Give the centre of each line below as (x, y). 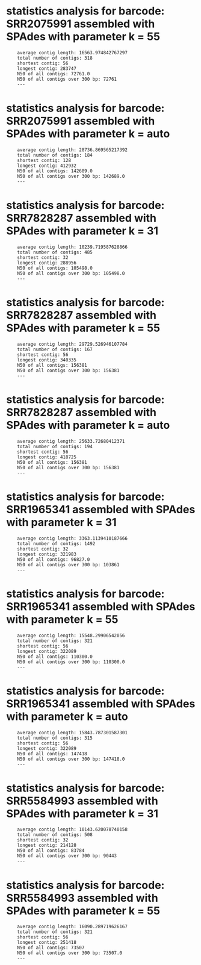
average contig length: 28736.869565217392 (73, 150)
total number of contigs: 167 (55, 349)
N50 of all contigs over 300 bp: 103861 (68, 564)
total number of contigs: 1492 (56, 543)
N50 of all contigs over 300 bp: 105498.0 (71, 273)
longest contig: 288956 (47, 263)
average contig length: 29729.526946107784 (73, 344)
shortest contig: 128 (44, 160)
